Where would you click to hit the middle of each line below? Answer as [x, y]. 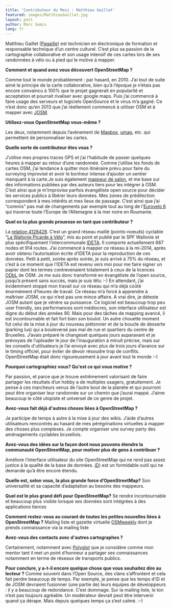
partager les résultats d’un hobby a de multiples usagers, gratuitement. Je [83, 382]
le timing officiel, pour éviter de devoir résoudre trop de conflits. [72, 352]
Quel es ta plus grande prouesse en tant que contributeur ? [69, 222]
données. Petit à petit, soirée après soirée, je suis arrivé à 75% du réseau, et [86, 259]
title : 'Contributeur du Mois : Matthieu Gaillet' [60, 10]
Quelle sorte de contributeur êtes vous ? [49, 148]
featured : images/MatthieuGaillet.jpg [46, 15]
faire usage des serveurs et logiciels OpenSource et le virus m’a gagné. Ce [84, 102]
